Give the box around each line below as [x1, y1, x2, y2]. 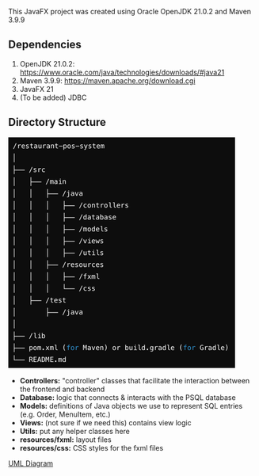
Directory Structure [8, 116, 107, 129]
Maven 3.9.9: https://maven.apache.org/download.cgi [19, 75, 196, 86]
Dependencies [8, 38, 82, 51]
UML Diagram [8, 459, 54, 468]
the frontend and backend [19, 384, 105, 394]
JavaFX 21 [19, 84, 54, 93]
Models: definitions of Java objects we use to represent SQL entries [19, 401, 243, 410]
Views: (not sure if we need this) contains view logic [19, 417, 192, 427]
